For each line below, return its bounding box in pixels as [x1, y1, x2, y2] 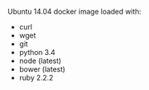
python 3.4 [18, 48, 56, 57]
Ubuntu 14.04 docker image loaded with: [7, 7, 142, 16]
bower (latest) [18, 65, 66, 74]
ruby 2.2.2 [18, 73, 54, 82]
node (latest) [18, 56, 62, 65]
